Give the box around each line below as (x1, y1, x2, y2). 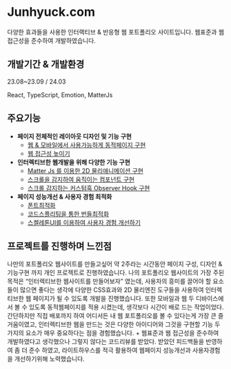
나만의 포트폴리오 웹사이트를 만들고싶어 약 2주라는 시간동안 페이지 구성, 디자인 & (7, 260, 223, 268)
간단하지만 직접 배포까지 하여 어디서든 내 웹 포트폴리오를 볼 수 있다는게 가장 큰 (7, 312, 217, 320)
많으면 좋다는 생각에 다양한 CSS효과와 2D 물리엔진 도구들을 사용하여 (19, 286, 204, 294)
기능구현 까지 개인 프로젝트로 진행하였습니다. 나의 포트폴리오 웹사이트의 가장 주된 (7, 268, 225, 277)
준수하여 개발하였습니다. (30, 36, 97, 45)
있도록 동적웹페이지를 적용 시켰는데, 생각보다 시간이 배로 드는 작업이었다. (28, 303, 224, 311)
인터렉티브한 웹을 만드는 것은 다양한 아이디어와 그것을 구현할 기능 (38, 320, 214, 328)
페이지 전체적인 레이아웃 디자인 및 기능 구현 (17, 132, 132, 140)
